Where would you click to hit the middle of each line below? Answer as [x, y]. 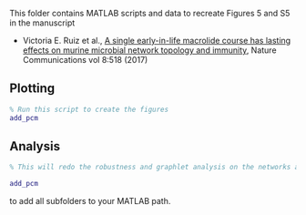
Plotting [32, 89]
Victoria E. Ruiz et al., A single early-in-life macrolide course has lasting [157, 41]
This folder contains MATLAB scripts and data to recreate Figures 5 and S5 [150, 13]
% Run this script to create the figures [89, 109]
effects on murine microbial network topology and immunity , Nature [149, 50]
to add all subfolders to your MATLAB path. [90, 201]
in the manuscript [42, 23]
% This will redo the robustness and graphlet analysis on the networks [150, 168]
